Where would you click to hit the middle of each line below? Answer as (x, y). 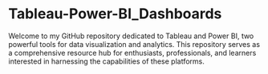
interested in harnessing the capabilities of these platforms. (106, 61)
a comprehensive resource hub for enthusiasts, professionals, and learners (132, 53)
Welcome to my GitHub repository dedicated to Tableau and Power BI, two (131, 36)
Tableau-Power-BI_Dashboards (115, 14)
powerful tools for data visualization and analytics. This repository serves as (134, 44)
